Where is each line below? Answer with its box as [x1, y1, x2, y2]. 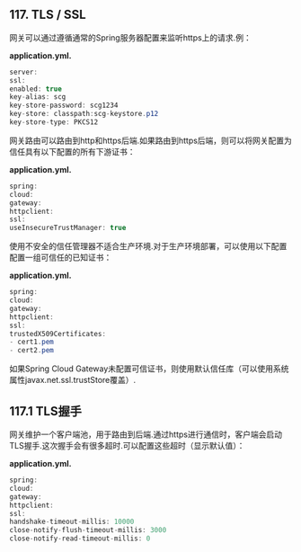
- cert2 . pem [9, 346, 54, 355]
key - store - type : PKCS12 [9, 118, 99, 127]
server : [9, 67, 39, 76]
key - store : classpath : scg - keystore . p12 [9, 110, 159, 119]
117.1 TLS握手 [9, 404, 83, 419]
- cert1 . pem [9, 337, 54, 347]
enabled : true [9, 85, 63, 93]
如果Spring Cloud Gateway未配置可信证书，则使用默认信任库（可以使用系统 [9, 363, 289, 374]
